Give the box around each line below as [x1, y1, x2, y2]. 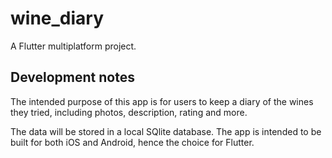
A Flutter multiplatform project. [10, 40, 137, 52]
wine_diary [10, 7, 105, 30]
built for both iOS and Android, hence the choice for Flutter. [10, 136, 255, 148]
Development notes [10, 69, 135, 86]
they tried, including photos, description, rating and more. [10, 106, 248, 118]
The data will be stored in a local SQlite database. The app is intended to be [10, 125, 322, 137]
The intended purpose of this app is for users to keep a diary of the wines [10, 95, 314, 107]
